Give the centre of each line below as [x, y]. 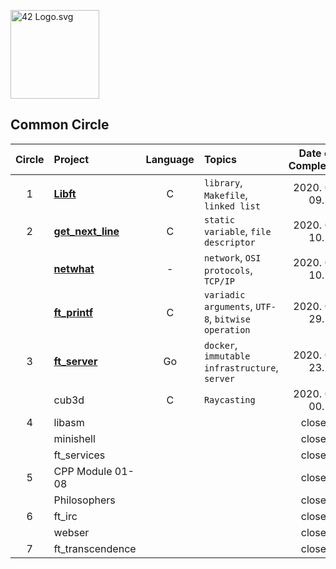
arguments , [228, 306]
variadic [224, 294]
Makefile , [225, 195]
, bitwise [230, 318]
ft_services [79, 455]
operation [227, 329]
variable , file [237, 231]
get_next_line [86, 231]
